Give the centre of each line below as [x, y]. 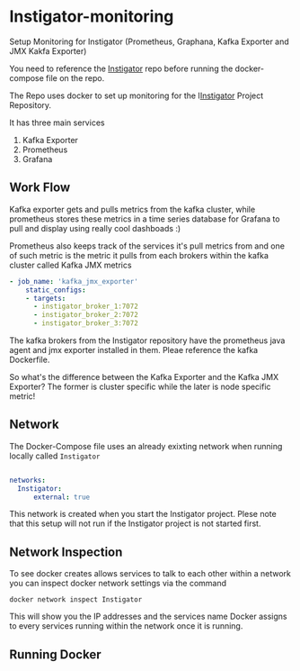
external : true [62, 497]
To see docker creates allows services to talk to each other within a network [150, 574]
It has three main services [57, 122]
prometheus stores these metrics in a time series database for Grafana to [145, 219]
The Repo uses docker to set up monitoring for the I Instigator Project [137, 95]
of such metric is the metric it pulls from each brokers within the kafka [139, 255]
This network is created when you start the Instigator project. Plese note [143, 514]
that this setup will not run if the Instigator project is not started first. [135, 523]
